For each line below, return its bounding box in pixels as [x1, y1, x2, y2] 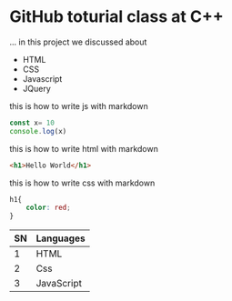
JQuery [22, 83, 52, 94]
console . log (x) [9, 126, 67, 135]
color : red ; [25, 203, 71, 213]
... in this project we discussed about [9, 36, 147, 47]
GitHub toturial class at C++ [9, 6, 225, 27]
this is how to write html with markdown [9, 143, 159, 154]
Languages [35, 232, 86, 245]
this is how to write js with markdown [9, 100, 148, 111]
